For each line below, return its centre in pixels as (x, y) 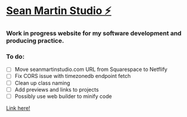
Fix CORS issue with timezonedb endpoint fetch (73, 76)
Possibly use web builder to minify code (63, 96)
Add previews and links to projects (57, 89)
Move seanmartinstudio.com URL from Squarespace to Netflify (91, 69)
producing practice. (35, 41)
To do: (15, 57)
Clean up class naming (42, 83)
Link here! (18, 108)
